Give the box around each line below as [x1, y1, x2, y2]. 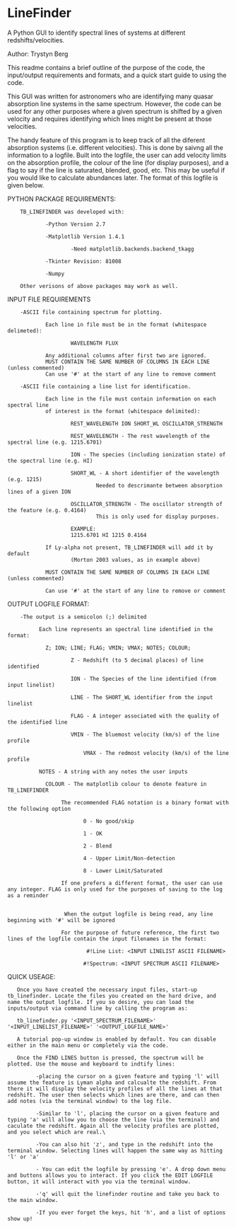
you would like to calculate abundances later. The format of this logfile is [7, 173, 218, 182]
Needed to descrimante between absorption [95, 482, 223, 489]
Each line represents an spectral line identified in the [38, 625, 213, 633]
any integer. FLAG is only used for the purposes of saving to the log [7, 886, 223, 893]
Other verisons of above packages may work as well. [20, 282, 179, 289]
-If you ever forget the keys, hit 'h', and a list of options [35, 1208, 226, 1216]
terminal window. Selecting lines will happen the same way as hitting [7, 1147, 223, 1154]
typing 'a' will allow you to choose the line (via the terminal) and [7, 1116, 220, 1123]
